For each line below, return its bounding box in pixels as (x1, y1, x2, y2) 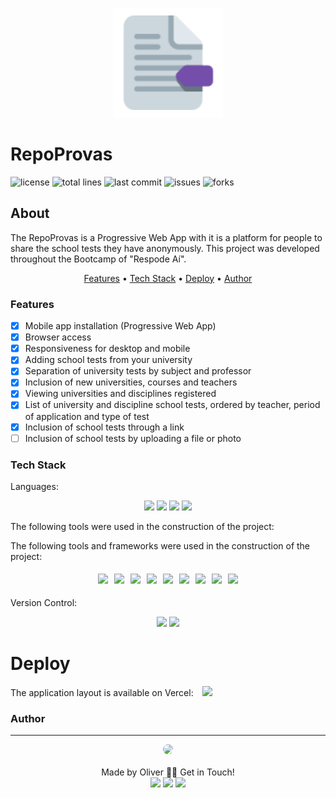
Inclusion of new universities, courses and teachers (24, 376, 238, 388)
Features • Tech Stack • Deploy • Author (83, 272, 253, 284)
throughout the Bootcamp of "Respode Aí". (10, 253, 187, 265)
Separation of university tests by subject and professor (24, 365, 252, 377)
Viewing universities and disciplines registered (24, 388, 217, 400)
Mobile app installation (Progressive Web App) (24, 320, 217, 332)
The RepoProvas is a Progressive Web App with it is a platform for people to (10, 231, 323, 243)
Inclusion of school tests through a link (24, 421, 185, 433)
